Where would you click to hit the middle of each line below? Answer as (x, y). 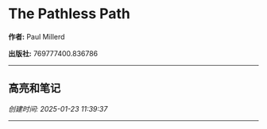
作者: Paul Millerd (37, 36)
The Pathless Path (70, 14)
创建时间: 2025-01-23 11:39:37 (58, 108)
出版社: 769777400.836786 (53, 53)
